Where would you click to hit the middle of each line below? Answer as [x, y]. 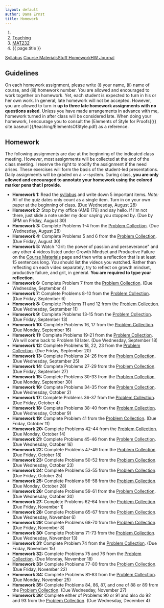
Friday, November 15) [34, 548]
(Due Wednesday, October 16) [43, 444]
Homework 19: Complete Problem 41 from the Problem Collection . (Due [84, 418]
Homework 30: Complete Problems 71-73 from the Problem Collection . [84, 533]
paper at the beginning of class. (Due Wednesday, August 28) [74, 205]
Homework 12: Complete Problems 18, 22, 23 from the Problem [76, 345]
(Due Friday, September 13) [40, 319]
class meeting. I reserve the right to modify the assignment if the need [76, 164]
